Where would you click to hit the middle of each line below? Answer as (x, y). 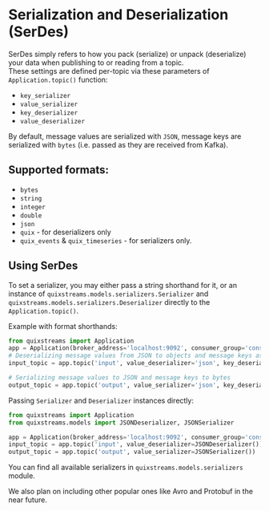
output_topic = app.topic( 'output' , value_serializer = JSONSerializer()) (132, 452)
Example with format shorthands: (63, 326)
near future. (28, 500)
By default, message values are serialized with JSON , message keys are (125, 136)
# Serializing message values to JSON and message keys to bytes (119, 378)
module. (22, 476)
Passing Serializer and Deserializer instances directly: (101, 400)
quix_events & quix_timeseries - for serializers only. (106, 240)
